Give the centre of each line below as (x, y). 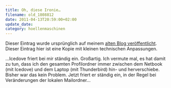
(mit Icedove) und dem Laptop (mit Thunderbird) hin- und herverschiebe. (83, 70)
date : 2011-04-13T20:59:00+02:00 (41, 19)
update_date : (19, 24)
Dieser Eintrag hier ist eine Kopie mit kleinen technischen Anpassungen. (81, 49)
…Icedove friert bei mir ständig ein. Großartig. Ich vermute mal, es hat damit (85, 58)
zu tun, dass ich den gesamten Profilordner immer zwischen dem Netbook (84, 64)
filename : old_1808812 (30, 15)
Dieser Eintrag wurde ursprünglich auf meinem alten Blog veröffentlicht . (81, 43)
